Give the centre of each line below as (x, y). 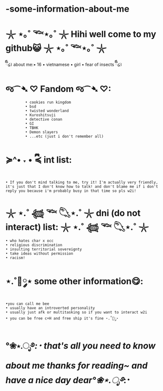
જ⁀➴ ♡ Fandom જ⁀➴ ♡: (58, 89)
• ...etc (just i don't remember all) (64, 137)
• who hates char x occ (30, 241)
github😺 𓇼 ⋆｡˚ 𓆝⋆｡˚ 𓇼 (56, 48)
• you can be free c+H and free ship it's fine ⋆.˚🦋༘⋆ (62, 318)
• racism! (16, 258)
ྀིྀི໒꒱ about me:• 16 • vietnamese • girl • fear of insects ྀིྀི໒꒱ (64, 65)
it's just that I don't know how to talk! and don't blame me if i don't (82, 186)
